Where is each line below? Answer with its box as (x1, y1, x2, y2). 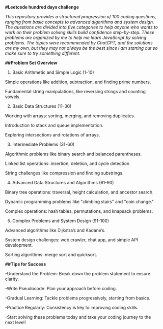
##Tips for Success (5, 261, 46, 267)
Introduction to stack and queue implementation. (5, 123, 104, 128)
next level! (5, 320, 26, 325)
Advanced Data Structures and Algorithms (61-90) (12, 180, 114, 185)
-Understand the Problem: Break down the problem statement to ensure (5, 271, 151, 276)
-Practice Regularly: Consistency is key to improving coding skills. (5, 305, 138, 310)
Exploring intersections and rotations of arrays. (5, 132, 100, 137)
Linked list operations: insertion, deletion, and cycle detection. (5, 161, 131, 166)
